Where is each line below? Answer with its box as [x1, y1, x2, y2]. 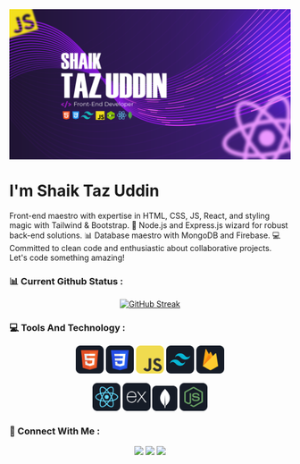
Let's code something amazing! [9, 252, 125, 263]
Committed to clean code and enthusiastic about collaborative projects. [9, 242, 272, 253]
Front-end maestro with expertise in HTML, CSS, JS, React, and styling [9, 210, 271, 221]
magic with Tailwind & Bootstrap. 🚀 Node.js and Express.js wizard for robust [9, 219, 288, 231]
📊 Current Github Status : [9, 274, 123, 287]
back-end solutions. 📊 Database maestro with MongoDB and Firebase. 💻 [9, 230, 281, 240]
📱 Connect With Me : [9, 425, 101, 437]
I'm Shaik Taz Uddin [9, 181, 160, 200]
